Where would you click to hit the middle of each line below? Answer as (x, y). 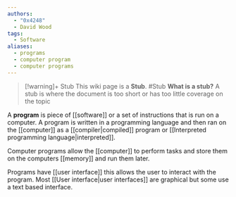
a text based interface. (40, 186)
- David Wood (33, 27)
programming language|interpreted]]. (62, 137)
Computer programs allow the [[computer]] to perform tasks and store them (117, 151)
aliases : (20, 46)
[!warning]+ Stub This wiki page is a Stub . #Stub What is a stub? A (122, 86)
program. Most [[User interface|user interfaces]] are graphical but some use (118, 179)
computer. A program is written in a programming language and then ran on (117, 122)
